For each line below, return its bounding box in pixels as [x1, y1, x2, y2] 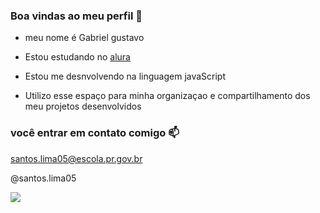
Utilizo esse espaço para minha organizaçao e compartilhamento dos [24, 90, 311, 102]
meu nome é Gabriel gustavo [24, 32, 145, 44]
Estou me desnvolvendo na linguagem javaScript [24, 70, 227, 83]
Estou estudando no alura [24, 51, 131, 63]
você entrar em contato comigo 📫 [10, 126, 180, 140]
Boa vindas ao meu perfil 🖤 [10, 9, 143, 23]
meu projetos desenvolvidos [24, 100, 142, 113]
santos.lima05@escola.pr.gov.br [10, 152, 143, 164]
